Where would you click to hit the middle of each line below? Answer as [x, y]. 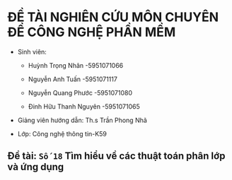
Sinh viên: [32, 52]
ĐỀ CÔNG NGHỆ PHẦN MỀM [92, 32]
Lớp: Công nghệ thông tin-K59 [62, 133]
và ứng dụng [36, 167]
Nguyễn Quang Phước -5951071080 [80, 92]
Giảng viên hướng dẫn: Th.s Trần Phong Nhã [82, 120]
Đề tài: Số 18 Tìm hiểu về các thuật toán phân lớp [116, 156]
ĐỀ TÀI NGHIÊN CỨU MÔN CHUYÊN [113, 17]
